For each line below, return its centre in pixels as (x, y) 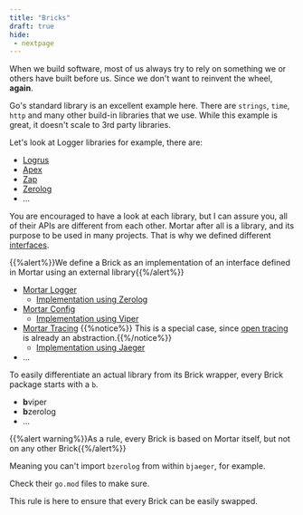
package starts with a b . (54, 384)
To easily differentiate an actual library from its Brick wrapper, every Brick (147, 375)
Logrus (36, 160)
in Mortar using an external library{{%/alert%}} (97, 272)
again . (21, 88)
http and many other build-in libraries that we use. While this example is (144, 115)
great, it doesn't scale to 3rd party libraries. (90, 125)
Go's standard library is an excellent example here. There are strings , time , (150, 106)
